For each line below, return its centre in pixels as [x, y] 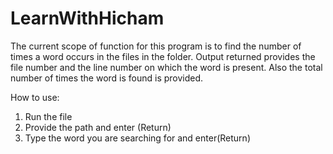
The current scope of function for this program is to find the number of [156, 46]
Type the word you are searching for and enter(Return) [137, 138]
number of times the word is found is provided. [107, 78]
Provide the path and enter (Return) [98, 127]
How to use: [35, 97]
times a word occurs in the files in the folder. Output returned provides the [163, 56]
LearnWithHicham [87, 18]
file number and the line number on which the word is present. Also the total [166, 67]
